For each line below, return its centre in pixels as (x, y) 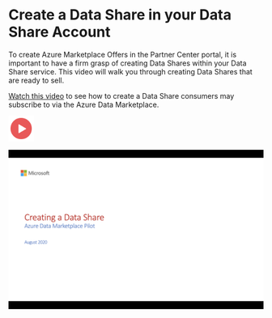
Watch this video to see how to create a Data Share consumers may (121, 95)
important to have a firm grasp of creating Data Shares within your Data (127, 63)
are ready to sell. (36, 80)
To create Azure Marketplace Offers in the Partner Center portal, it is (123, 54)
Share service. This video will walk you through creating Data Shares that (130, 71)
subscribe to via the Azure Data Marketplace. (84, 104)
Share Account (59, 32)
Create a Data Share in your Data (120, 15)
